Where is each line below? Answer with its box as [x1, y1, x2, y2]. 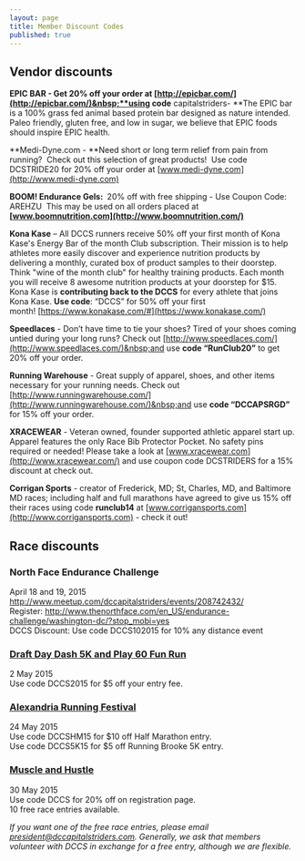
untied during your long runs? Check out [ [9, 333, 167, 344]
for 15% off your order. [9, 409, 95, 420]
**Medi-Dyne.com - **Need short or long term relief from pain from [9, 145, 269, 156]
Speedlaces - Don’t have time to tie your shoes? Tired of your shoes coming [9, 323, 297, 334]
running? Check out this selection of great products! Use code [9, 154, 248, 165]
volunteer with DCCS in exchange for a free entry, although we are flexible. [9, 840, 292, 852]
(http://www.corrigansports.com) [9, 512, 134, 523]
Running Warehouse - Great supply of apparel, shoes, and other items [9, 370, 275, 381]
